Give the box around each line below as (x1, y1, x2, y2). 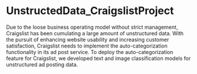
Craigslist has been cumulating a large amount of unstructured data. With (6, 29, 184, 36)
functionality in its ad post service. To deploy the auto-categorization (6, 48, 173, 55)
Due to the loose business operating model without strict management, (6, 23, 178, 31)
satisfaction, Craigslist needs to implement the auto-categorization (6, 42, 168, 49)
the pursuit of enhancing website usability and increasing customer (6, 36, 169, 43)
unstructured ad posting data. (6, 60, 78, 68)
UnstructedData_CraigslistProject (6, 4, 174, 18)
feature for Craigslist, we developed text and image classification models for (6, 55, 191, 62)
